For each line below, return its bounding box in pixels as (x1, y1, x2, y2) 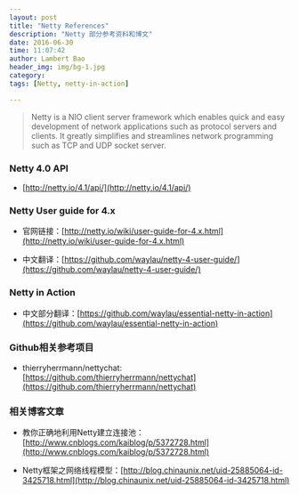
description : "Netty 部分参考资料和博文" (9, 29, 153, 38)
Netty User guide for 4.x (9, 204, 116, 216)
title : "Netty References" (9, 21, 109, 30)
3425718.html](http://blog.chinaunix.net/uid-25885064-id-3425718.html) (21, 475, 290, 486)
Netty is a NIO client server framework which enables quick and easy (30, 111, 286, 122)
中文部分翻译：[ (21, 308, 80, 319)
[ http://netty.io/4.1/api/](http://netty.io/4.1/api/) (21, 182, 191, 192)
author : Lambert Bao (9, 54, 86, 63)
